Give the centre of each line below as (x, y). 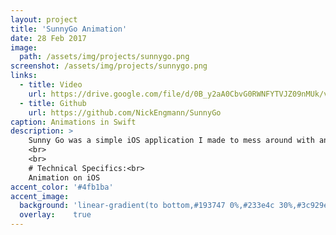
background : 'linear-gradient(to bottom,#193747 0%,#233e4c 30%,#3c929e (174, 206)
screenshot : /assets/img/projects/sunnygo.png (109, 66)
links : (24, 76)
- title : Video (51, 85)
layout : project (44, 19)
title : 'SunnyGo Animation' (69, 29)
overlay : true (55, 215)
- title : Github (53, 103)
